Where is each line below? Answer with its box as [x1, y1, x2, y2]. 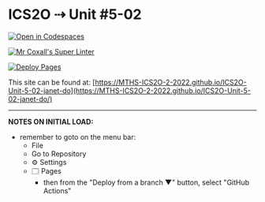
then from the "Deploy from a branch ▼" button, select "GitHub [43, 178, 250, 187]
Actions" [43, 185, 72, 195]
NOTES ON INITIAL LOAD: [8, 117, 94, 126]
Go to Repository [31, 148, 87, 159]
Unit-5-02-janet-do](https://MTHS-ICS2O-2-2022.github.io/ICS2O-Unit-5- [8, 85, 251, 95]
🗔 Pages [31, 166, 62, 175]
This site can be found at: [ [8, 77, 95, 87]
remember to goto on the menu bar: [19, 132, 136, 141]
